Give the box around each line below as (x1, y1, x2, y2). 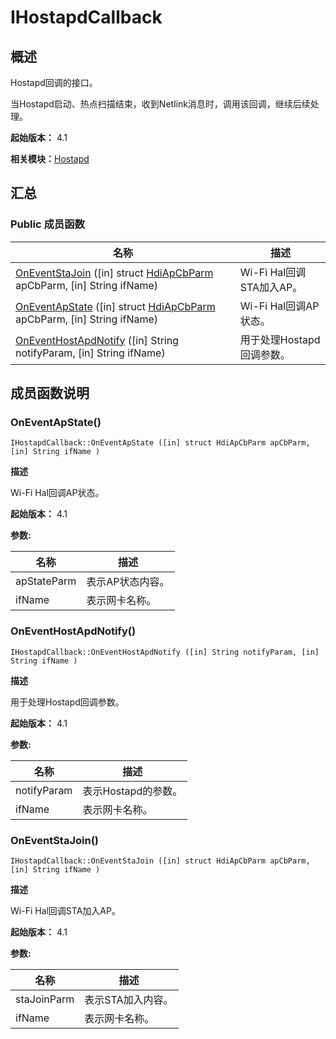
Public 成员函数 (10, 217, 85, 231)
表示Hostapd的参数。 (82, 784, 183, 798)
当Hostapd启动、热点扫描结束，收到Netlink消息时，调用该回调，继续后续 (10, 98, 311, 110)
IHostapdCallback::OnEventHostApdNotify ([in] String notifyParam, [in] (10, 647, 320, 657)
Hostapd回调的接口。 (10, 77, 98, 88)
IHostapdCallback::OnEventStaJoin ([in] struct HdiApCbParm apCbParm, (10, 856, 311, 866)
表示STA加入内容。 (84, 992, 174, 1006)
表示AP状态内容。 (86, 575, 170, 589)
